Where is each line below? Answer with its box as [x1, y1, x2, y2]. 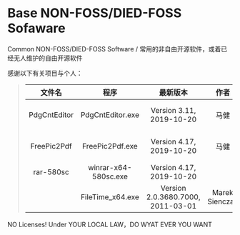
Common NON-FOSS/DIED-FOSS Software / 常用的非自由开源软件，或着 [7, 44, 221, 53]
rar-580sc [33, 166, 69, 176]
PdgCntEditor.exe [80, 109, 139, 119]
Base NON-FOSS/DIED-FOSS [7, 5, 182, 21]
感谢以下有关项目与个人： [7, 69, 83, 77]
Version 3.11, [150, 105, 196, 115]
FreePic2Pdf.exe [81, 141, 138, 151]
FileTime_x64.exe [81, 191, 139, 201]
